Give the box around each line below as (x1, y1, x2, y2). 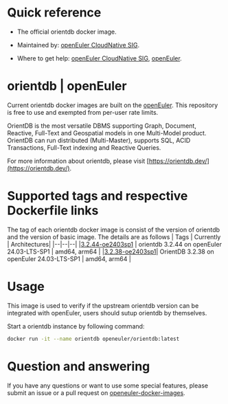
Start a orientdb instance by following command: (7, 322, 145, 330)
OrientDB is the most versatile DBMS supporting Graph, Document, (7, 122, 197, 130)
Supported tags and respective (7, 188, 188, 204)
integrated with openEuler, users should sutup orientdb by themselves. (7, 308, 207, 317)
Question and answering (7, 359, 150, 374)
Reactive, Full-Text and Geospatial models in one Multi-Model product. (7, 128, 207, 137)
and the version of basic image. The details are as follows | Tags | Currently (7, 232, 221, 241)
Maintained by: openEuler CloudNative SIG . (16, 41, 139, 49)
